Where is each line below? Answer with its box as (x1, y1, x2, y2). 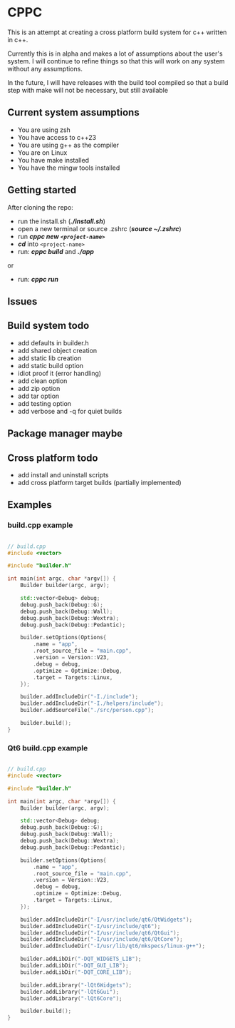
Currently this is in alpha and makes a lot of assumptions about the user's (7, 49, 223, 58)
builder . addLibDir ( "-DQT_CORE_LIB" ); (20, 968, 132, 976)
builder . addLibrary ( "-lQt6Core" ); (20, 994, 122, 1002)
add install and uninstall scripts (17, 470, 109, 479)
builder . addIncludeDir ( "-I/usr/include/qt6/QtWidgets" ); (20, 916, 193, 923)
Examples (7, 499, 52, 511)
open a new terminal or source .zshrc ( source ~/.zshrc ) (17, 224, 182, 233)
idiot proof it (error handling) (17, 369, 102, 377)
